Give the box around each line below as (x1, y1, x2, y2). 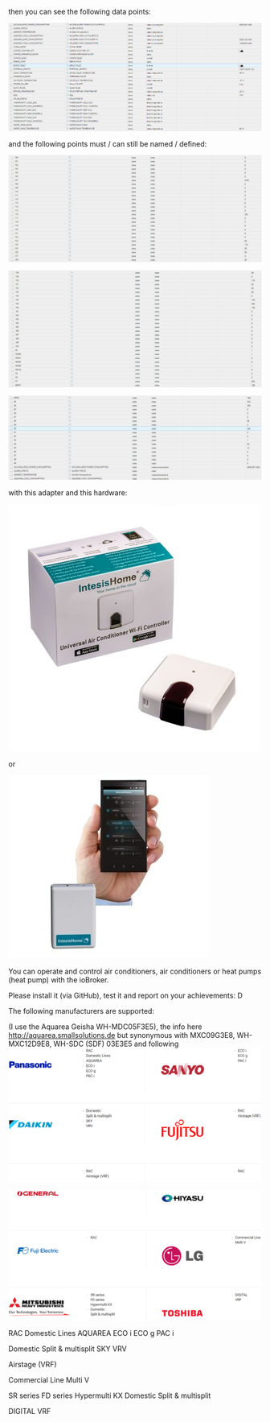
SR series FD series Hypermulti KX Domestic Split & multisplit (8, 1391, 211, 1400)
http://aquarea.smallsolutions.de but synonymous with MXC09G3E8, (8, 1030, 235, 1040)
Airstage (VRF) (8, 1359, 58, 1369)
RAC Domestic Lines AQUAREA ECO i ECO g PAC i (8, 1328, 174, 1337)
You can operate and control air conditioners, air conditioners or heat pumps (8, 966, 262, 976)
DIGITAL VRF (8, 1406, 51, 1416)
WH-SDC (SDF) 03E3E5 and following (53, 1039, 179, 1048)
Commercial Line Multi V (8, 1374, 90, 1384)
